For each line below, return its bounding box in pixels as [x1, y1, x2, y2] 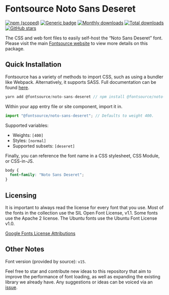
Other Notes [5, 245, 44, 254]
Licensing [5, 191, 37, 200]
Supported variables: [5, 122, 49, 128]
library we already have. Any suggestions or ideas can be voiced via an [5, 279, 153, 285]
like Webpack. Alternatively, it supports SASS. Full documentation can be [5, 79, 156, 85]
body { [5, 168, 19, 173]
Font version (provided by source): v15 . [5, 258, 87, 264]
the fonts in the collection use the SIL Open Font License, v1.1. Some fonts [5, 210, 158, 216]
